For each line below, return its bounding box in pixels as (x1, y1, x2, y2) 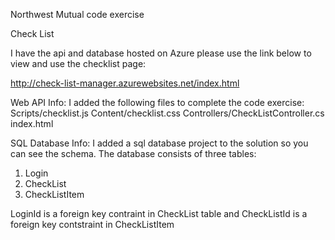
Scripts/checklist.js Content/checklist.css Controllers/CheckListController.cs (10, 107, 325, 119)
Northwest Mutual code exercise (10, 9, 145, 20)
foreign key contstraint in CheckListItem (10, 219, 175, 230)
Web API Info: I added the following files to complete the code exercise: (10, 97, 305, 108)
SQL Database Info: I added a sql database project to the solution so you (10, 137, 309, 149)
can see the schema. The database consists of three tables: (10, 148, 257, 159)
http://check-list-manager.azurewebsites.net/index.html (10, 77, 240, 89)
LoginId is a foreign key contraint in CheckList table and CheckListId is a (10, 208, 308, 219)
